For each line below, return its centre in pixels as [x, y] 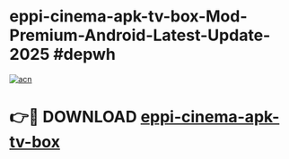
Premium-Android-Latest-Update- [140, 35]
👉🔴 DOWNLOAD [73, 117]
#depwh [85, 54]
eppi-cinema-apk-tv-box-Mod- [129, 17]
